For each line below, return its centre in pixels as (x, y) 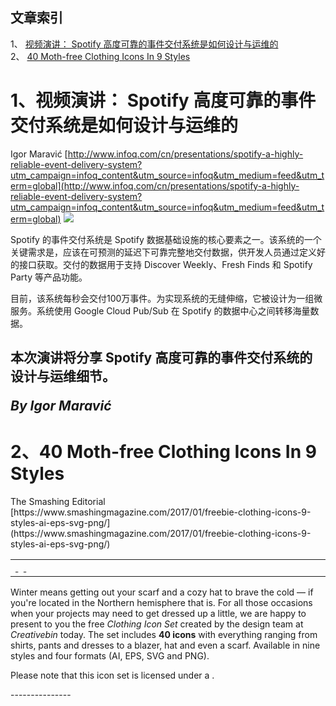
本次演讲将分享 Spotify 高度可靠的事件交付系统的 (161, 358)
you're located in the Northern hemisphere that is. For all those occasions (161, 603)
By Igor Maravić (61, 406)
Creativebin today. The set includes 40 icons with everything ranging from (164, 635)
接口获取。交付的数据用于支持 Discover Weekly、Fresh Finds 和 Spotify (165, 264)
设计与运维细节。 (63, 376)
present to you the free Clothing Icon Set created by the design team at (157, 624)
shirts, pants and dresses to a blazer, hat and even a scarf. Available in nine (165, 645)
